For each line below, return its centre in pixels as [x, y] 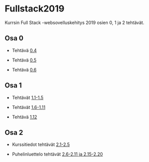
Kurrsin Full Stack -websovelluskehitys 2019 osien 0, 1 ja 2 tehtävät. [74, 22]
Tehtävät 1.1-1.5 [28, 97]
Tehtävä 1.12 [24, 117]
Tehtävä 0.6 [24, 69]
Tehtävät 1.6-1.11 [29, 107]
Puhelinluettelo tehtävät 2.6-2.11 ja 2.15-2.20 [57, 154]
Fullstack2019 [35, 9]
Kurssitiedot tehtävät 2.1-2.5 [41, 144]
